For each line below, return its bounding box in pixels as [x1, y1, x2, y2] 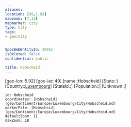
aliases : [5, 7, 23, 12]
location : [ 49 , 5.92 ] [5, 12, 47, 16]
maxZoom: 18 [5, 118, 29, 123]
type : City [5, 25, 27, 30]
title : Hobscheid [5, 65, 40, 70]
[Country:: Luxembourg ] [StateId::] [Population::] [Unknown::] [5, 83, 127, 89]
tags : [5, 30, 16, 34]
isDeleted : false [5, 51, 40, 56]
